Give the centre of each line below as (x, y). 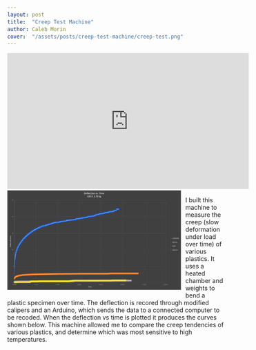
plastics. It (200, 259)
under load (201, 237)
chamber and (204, 281)
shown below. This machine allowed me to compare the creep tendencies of (116, 325)
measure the (203, 215)
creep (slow (202, 222)
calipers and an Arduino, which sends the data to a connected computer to (114, 310)
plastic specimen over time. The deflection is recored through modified (108, 303)
